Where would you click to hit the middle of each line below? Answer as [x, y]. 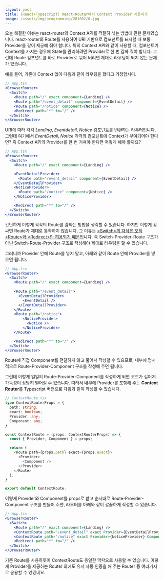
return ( [18, 448]
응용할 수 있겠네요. [28, 572]
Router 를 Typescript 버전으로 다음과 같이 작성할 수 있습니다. [63, 389]
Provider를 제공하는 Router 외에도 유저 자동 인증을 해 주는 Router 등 [75, 566]
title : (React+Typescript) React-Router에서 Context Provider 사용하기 [76, 14]
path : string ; [24, 407]
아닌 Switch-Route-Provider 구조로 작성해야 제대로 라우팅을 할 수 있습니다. [77, 243]
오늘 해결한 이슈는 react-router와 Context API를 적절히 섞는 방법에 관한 [73, 33]
